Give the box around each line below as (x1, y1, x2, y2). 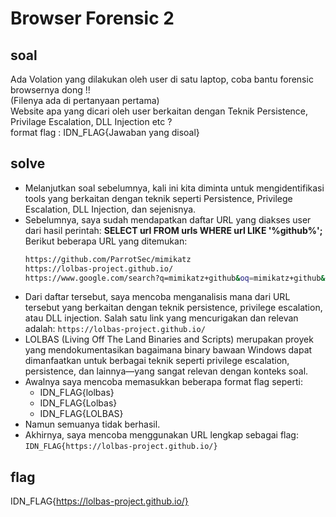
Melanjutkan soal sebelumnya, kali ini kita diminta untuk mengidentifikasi (24, 182, 325, 194)
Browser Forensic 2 (10, 7, 175, 30)
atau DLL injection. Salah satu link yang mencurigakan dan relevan (24, 312, 299, 324)
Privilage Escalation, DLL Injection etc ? (10, 116, 173, 127)
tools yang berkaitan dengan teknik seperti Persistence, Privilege (24, 192, 293, 204)
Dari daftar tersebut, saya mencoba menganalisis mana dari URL (24, 291, 291, 303)
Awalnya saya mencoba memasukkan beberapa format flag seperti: (24, 376, 303, 388)
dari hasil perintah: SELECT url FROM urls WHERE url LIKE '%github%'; (24, 224, 323, 236)
